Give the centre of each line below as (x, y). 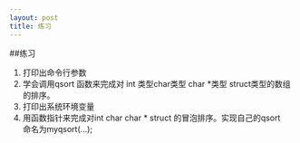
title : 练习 (30, 26)
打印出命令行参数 (54, 72)
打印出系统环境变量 (58, 106)
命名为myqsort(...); (58, 129)
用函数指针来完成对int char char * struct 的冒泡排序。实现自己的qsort (151, 118)
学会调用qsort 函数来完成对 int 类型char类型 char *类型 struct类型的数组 (157, 83)
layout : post (34, 18)
